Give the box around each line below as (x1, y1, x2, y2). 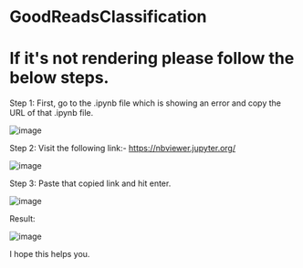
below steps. (9, 67, 110, 88)
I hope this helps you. (9, 249, 90, 260)
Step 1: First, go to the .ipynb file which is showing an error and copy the (9, 98, 281, 108)
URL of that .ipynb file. (9, 108, 94, 119)
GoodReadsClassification (9, 6, 207, 27)
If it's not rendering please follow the (9, 48, 295, 69)
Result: (9, 213, 36, 224)
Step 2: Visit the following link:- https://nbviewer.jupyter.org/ (9, 143, 235, 154)
